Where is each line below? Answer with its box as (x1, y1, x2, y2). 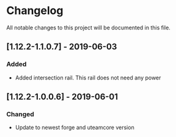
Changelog (6, 4, 64, 18)
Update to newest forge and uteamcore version (15, 124, 134, 131)
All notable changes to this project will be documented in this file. (6, 24, 171, 31)
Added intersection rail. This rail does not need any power (15, 74, 161, 81)
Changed (6, 109, 35, 118)
